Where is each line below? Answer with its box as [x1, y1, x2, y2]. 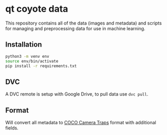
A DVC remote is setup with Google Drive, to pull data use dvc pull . [5, 91, 149, 97]
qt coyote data [5, 3, 68, 15]
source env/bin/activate [5, 58, 59, 64]
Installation [5, 40, 42, 49]
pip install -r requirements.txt [5, 63, 77, 69]
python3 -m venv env [5, 54, 50, 59]
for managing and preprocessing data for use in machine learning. [5, 25, 145, 31]
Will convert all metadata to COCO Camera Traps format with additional [5, 120, 157, 125]
